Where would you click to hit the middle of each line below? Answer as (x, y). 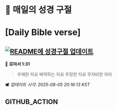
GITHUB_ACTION (32, 102)
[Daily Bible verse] (43, 32)
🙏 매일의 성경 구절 (39, 10)
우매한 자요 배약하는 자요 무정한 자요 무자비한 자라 (64, 74)
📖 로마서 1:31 (18, 64)
